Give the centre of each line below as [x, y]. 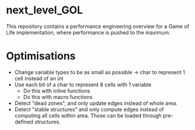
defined [24, 122]
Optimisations [41, 56]
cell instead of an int [39, 78]
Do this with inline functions [57, 90]
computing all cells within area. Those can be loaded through [88, 115]
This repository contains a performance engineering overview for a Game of [98, 26]
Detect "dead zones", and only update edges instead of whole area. [96, 103]
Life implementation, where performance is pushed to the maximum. [88, 32]
